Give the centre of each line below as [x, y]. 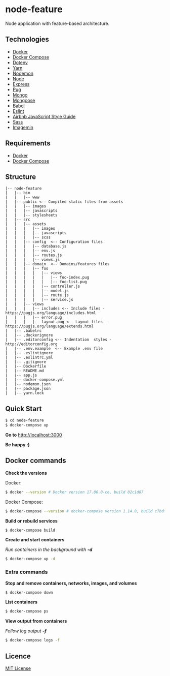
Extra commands [27, 572]
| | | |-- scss [28, 237]
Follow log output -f [26, 631]
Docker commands [36, 461]
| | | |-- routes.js [34, 255]
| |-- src [18, 220]
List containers [22, 602]
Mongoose [24, 100]
